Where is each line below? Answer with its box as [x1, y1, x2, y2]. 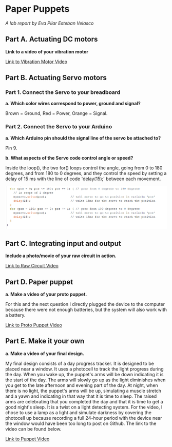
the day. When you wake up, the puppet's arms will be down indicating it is [5, 371, 164, 377]
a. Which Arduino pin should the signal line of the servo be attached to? [5, 134, 161, 141]
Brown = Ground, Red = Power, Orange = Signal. [5, 110, 108, 116]
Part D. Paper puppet [5, 278, 73, 286]
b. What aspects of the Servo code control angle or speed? [5, 154, 133, 161]
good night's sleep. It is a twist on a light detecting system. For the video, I [5, 404, 163, 410]
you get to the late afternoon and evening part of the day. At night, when [5, 382, 158, 388]
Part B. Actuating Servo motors [5, 73, 107, 82]
